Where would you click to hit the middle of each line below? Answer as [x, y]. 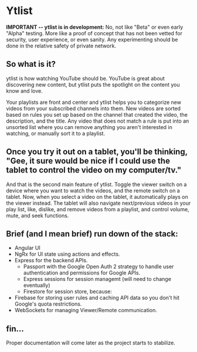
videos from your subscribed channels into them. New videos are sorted [93, 108]
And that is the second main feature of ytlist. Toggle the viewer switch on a [96, 184]
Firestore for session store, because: [68, 292]
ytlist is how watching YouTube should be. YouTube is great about [86, 78]
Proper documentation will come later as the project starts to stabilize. [91, 343]
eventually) [37, 285]
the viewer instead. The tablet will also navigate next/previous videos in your [98, 203]
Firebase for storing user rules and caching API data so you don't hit [97, 298]
